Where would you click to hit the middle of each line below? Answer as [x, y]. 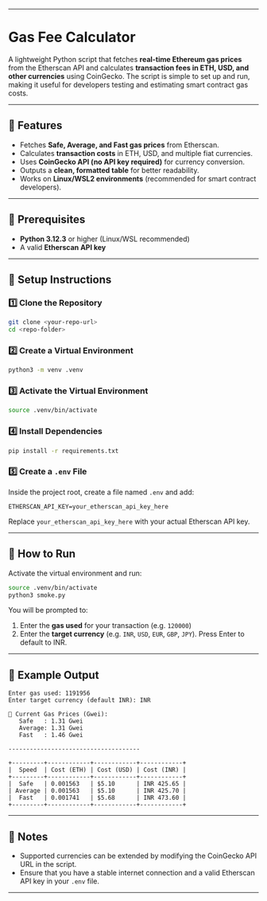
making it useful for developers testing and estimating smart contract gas [128, 84]
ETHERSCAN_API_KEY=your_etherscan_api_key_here [89, 506]
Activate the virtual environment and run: [75, 573]
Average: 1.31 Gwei [51, 728]
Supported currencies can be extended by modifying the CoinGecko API [138, 856]
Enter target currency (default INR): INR [79, 700]
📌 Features [35, 125]
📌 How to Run [42, 554]
